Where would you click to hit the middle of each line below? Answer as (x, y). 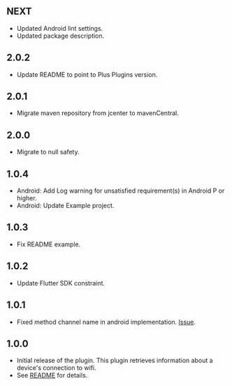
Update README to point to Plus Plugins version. (87, 74)
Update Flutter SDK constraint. (61, 283)
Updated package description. (60, 36)
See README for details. (52, 376)
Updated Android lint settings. (60, 28)
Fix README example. (49, 244)
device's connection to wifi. (56, 368)
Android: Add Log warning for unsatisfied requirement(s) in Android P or (121, 191)
